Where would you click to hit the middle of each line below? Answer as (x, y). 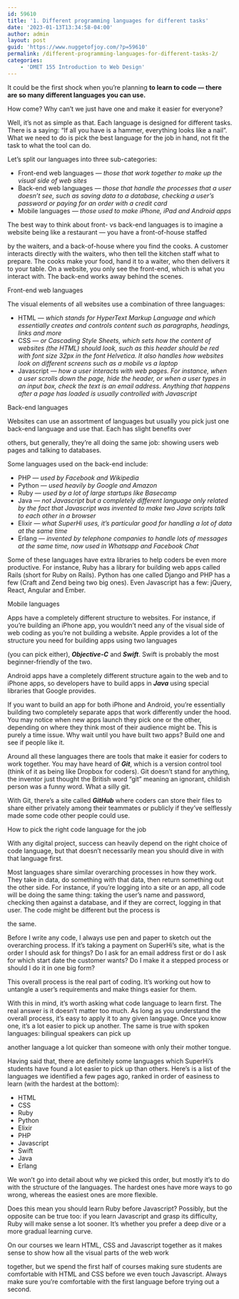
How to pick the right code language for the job (77, 829)
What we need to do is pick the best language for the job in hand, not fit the (118, 138)
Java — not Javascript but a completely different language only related (123, 500)
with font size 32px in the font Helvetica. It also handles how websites (121, 355)
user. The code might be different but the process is (84, 910)
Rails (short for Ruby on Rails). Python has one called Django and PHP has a (119, 575)
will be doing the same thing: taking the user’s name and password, (106, 895)
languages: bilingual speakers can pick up (69, 1033)
